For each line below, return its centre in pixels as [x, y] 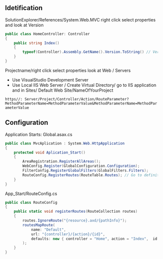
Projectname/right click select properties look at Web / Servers [68, 70]
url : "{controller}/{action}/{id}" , [68, 234]
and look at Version [24, 25]
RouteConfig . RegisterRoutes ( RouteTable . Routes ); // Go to [82, 175]
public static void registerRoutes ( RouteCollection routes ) [76, 212]
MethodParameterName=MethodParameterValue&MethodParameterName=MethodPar [81, 103]
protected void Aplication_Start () [50, 152]
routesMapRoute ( [39, 225]
